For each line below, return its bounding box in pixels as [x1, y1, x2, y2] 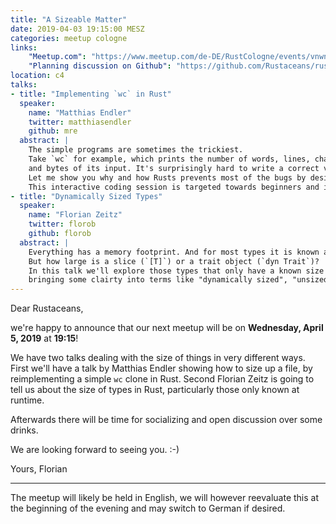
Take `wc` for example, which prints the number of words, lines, [28, 154, 311, 164]
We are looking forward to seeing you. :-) [10, 444, 180, 456]
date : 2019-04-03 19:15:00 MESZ [10, 24, 145, 34]
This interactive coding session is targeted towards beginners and [28, 182, 320, 192]
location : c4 [10, 71, 65, 81]
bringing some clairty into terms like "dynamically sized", [28, 275, 288, 285]
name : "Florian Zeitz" [28, 210, 123, 220]
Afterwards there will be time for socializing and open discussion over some [10, 414, 323, 426]
